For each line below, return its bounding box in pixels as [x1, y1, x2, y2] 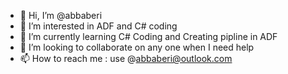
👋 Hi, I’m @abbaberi [19, 10, 103, 21]
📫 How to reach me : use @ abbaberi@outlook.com [19, 53, 233, 64]
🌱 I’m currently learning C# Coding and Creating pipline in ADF [19, 31, 278, 42]
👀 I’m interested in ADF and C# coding [19, 20, 178, 32]
